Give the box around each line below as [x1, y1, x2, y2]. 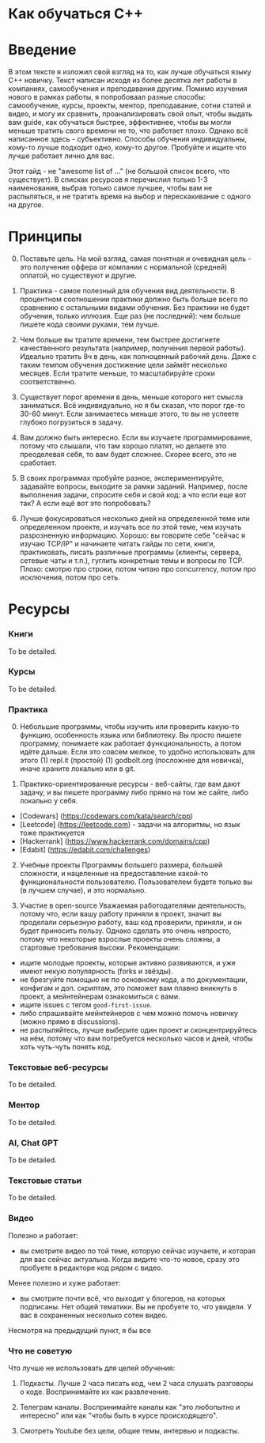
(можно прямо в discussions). [19, 1017, 121, 1026]
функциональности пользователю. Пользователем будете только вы [19, 877, 253, 886]
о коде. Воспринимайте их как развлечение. [19, 1387, 172, 1396]
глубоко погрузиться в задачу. [19, 417, 124, 427]
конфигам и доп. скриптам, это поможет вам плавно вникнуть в [19, 984, 237, 993]
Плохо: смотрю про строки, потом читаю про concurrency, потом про [19, 565, 256, 574]
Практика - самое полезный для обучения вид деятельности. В [19, 286, 236, 296]
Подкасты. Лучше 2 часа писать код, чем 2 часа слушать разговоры [19, 1378, 254, 1388]
